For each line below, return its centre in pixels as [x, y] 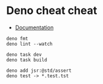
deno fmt [17, 38]
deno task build [27, 60]
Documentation [34, 27]
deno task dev [24, 54]
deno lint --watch [29, 44]
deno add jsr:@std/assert [39, 71]
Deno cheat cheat [52, 11]
